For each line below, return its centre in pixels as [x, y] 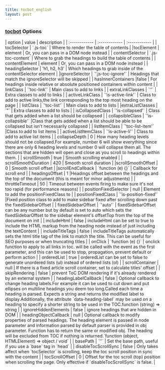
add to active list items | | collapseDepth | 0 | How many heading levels [77, 137]
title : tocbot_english [28, 10]
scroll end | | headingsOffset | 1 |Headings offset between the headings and [82, 173]
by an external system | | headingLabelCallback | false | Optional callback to [82, 278]
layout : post [18, 14]
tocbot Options [23, 32]
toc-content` [18, 58]
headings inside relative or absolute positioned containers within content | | [82, 84]
